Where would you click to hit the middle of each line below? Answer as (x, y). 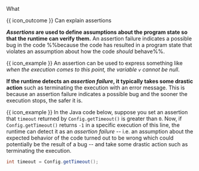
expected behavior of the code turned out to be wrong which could (90, 138)
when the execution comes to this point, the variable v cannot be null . (93, 69)
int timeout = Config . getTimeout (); (52, 162)
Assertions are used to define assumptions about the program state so (97, 32)
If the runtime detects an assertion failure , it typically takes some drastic (100, 81)
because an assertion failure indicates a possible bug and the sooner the (97, 94)
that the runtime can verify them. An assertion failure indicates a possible (99, 38)
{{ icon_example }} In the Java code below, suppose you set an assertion (97, 112)
